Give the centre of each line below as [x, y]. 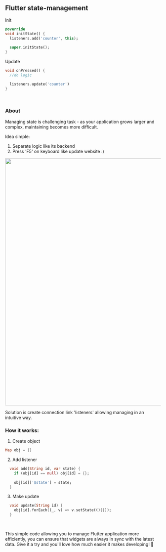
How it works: [22, 430]
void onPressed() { [25, 71]
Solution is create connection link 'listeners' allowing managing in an [75, 412]
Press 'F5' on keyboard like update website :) [58, 151]
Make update [26, 497]
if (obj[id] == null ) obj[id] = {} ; [52, 473]
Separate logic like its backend [43, 146]
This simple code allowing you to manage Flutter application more [72, 534]
